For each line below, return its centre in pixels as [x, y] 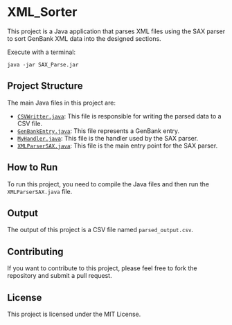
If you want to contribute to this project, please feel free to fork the [102, 268]
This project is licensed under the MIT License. [74, 314]
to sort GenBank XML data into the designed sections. [84, 38]
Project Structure [45, 86]
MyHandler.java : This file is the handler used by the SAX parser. [108, 138]
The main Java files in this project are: [62, 103]
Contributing [35, 251]
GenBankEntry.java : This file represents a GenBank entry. [98, 131]
